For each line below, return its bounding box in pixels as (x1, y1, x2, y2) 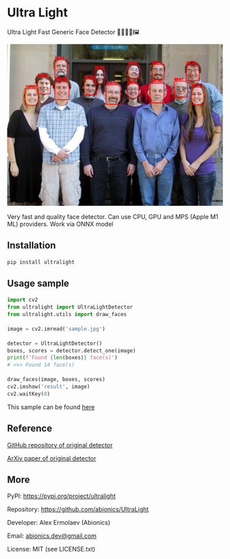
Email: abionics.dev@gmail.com (7, 532, 97, 540)
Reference (7, 423, 53, 434)
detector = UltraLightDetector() (7, 340, 103, 347)
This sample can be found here (7, 402, 95, 411)
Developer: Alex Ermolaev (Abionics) (7, 519, 111, 527)
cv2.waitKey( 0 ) (7, 390, 51, 398)
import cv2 (7, 296, 38, 304)
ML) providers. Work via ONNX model (7, 220, 114, 228)
